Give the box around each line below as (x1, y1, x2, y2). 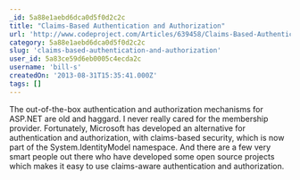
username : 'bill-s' (9, 63, 82, 72)
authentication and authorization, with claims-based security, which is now (9, 132, 285, 143)
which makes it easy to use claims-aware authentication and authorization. (9, 160, 285, 171)
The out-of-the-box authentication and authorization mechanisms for (9, 103, 263, 114)
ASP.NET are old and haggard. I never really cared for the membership (9, 113, 269, 124)
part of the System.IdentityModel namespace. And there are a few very (9, 142, 271, 152)
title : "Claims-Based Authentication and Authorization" (9, 21, 226, 30)
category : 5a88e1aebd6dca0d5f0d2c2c (9, 37, 146, 47)
